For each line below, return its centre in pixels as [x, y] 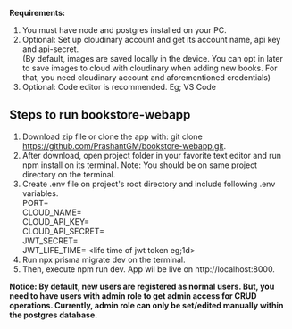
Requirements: [37, 13]
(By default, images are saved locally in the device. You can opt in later [153, 58]
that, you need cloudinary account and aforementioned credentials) [146, 78]
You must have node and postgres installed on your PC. [125, 30]
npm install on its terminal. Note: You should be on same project [139, 165]
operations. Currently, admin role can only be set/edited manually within [146, 305]
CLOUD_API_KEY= [56, 221]
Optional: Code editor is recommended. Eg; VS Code [119, 87]
